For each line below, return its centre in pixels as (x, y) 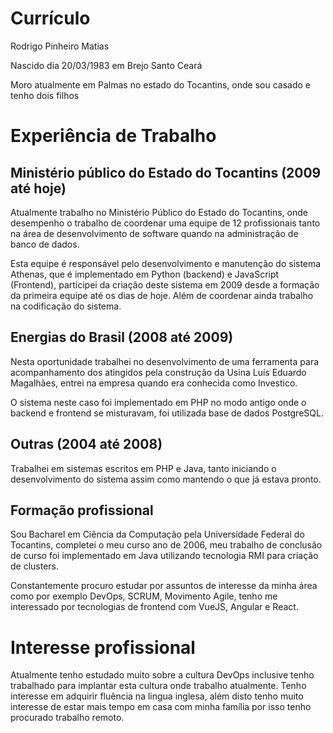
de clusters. (35, 566)
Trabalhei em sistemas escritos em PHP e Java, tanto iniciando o (143, 468)
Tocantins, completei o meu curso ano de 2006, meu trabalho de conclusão (166, 545)
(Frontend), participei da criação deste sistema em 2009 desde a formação (165, 284)
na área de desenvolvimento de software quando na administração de (154, 233)
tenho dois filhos (45, 95)
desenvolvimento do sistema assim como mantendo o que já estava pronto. (166, 479)
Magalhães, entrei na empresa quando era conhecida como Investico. (154, 383)
